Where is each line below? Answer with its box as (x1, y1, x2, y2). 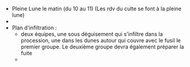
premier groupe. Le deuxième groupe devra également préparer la (20, 43, 184, 50)
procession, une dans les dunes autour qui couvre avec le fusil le (20, 37, 181, 44)
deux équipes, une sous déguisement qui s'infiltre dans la (20, 31, 163, 38)
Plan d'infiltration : (11, 24, 57, 31)
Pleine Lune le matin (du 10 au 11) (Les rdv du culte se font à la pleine (11, 5, 182, 12)
